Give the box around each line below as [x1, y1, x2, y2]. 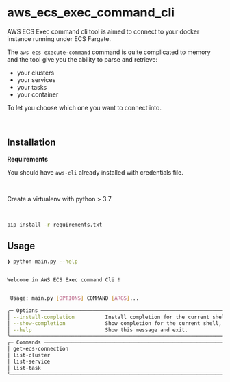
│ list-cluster [7, 352, 51, 359]
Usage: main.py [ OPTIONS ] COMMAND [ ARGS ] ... [10, 295, 139, 302]
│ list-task [7, 364, 41, 371]
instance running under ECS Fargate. [7, 34, 112, 42]
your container [16, 90, 59, 99]
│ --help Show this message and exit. [7, 327, 188, 333]
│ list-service [7, 358, 51, 366]
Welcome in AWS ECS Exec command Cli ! [7, 277, 121, 283]
